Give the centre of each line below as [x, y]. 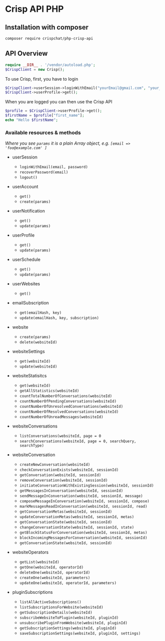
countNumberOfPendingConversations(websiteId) [68, 401]
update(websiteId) [38, 367]
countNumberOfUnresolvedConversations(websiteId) [71, 407]
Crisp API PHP [34, 9]
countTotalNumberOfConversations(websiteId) [66, 396]
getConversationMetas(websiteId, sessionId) [66, 512]
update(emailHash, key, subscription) [59, 318]
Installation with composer [47, 27]
